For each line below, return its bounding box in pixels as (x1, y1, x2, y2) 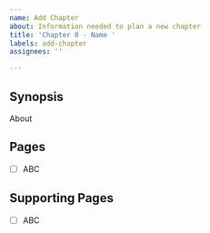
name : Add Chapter (9, 13, 79, 23)
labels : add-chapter (9, 38, 88, 48)
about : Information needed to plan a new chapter (9, 22, 202, 31)
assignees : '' (9, 47, 64, 56)
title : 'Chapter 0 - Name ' (9, 30, 116, 39)
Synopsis (9, 88, 64, 105)
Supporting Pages (9, 190, 114, 206)
